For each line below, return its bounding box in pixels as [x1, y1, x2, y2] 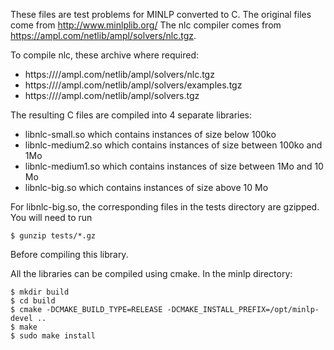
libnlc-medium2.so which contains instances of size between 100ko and [24, 139, 323, 151]
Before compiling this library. [10, 249, 129, 260]
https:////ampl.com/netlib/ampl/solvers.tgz [24, 90, 200, 101]
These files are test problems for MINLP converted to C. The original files [10, 9, 312, 20]
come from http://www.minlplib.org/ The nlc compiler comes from [10, 19, 282, 31]
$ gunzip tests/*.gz [10, 231, 97, 241]
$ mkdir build [10, 287, 70, 297]
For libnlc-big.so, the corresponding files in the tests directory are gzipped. [10, 201, 320, 213]
